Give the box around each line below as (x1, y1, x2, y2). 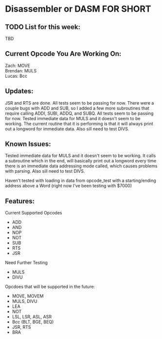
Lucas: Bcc (5, 73, 28, 79)
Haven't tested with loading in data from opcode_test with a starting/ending (5, 178, 157, 183)
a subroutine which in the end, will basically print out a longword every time (5, 158, 157, 164)
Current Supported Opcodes (5, 210, 62, 216)
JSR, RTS (12, 324, 31, 330)
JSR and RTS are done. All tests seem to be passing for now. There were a (5, 100, 154, 106)
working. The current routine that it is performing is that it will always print (5, 121, 153, 126)
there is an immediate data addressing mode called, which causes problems (5, 163, 158, 169)
